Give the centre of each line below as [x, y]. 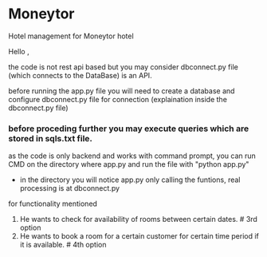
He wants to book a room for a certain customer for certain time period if [139, 236]
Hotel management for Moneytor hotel [71, 36]
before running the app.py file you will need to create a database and [122, 91]
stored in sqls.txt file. [51, 138]
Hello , [19, 51]
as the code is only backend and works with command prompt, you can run [132, 156]
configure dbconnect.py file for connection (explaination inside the [118, 99]
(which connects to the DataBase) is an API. [80, 75]
